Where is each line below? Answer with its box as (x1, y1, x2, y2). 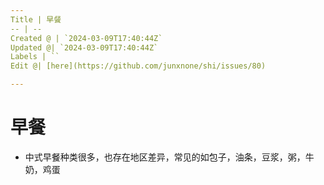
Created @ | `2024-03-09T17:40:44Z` (10, 33, 163, 43)
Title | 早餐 (10, 14, 62, 25)
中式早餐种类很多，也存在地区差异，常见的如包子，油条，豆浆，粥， (24, 151, 306, 163)
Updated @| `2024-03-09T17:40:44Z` (10, 42, 159, 53)
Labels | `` (10, 52, 60, 62)
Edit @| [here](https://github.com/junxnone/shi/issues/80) (10, 61, 267, 71)
